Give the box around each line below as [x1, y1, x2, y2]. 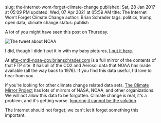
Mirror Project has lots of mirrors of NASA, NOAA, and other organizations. [5, 88, 155, 93]
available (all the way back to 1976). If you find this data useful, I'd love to [5, 68, 152, 73]
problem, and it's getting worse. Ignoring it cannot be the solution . [5, 98, 138, 104]
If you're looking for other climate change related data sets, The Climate [5, 82, 149, 88]
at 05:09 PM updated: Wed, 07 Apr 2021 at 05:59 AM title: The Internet [5, 9, 147, 15]
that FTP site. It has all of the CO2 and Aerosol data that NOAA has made [5, 63, 151, 68]
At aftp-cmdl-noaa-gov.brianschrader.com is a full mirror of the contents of [5, 57, 156, 63]
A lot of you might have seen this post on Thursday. [5, 29, 108, 35]
